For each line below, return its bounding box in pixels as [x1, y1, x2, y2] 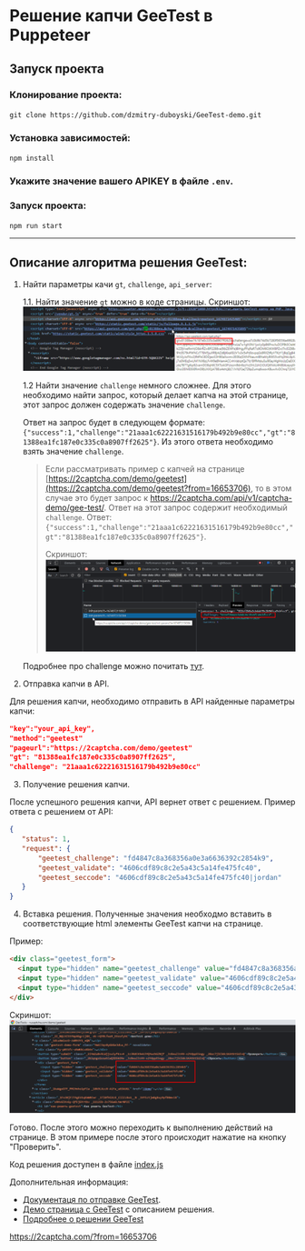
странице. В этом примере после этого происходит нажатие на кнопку [9, 1131, 287, 1142]
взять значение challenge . [22, 445, 124, 456]
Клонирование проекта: [9, 88, 123, 101]
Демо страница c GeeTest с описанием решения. [22, 1204, 215, 1215]
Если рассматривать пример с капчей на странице [44, 463, 245, 474]
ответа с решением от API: [9, 806, 113, 817]
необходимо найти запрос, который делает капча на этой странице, [22, 389, 289, 400]
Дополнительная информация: [9, 1176, 129, 1187]
